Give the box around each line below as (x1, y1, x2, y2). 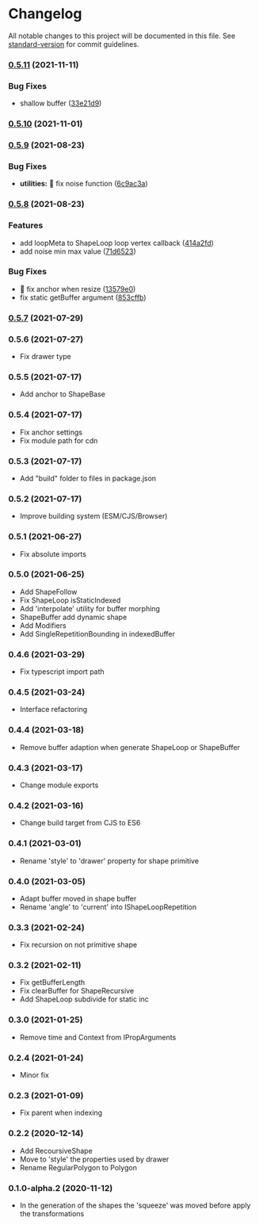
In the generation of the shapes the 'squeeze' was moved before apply (19, 1200, 251, 1210)
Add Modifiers (19, 620, 67, 630)
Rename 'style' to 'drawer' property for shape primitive (19, 856, 200, 865)
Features (8, 220, 44, 231)
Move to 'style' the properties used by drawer (19, 1154, 169, 1164)
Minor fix (19, 1070, 49, 1080)
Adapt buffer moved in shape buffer (19, 894, 137, 903)
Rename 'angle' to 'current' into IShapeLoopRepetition (19, 902, 197, 912)
